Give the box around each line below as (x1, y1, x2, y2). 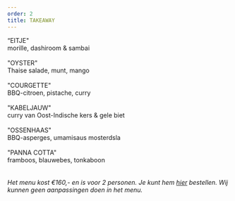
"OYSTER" (7, 58, 38, 67)
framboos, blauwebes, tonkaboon (7, 155, 106, 164)
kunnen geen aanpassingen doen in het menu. (7, 186, 143, 194)
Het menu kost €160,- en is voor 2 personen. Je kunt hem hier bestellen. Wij (7, 178, 228, 186)
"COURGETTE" (7, 81, 52, 89)
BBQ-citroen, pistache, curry (7, 89, 91, 97)
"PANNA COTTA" (7, 148, 57, 157)
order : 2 (7, 10, 33, 18)
